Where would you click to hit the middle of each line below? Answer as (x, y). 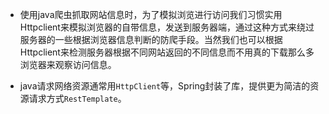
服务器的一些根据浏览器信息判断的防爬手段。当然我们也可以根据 (151, 39)
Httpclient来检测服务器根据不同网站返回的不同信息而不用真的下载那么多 (167, 52)
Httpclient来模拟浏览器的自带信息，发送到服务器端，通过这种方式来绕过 (167, 27)
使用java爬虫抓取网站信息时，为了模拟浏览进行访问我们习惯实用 (151, 14)
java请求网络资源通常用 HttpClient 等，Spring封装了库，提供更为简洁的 (165, 86)
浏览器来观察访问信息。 (68, 64)
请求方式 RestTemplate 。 (77, 98)
